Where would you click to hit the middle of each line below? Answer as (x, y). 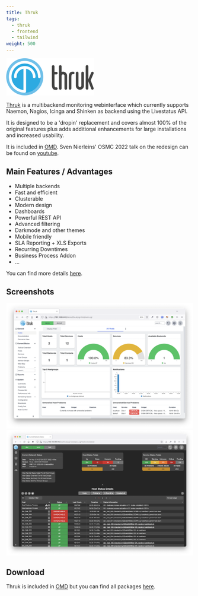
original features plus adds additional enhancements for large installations (96, 129)
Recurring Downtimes (41, 249)
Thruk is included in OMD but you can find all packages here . (81, 587)
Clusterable (29, 198)
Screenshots (30, 292)
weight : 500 (21, 44)
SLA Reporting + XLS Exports (51, 243)
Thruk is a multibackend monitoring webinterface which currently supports (98, 105)
